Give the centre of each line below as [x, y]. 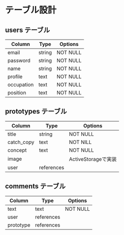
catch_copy [21, 142]
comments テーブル [35, 186]
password [19, 61]
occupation [21, 85]
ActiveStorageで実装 [93, 159]
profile [15, 76]
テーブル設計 [31, 10]
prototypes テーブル [36, 112]
